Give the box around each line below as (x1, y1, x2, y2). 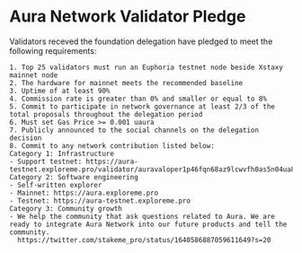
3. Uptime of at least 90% (9, 86, 111, 95)
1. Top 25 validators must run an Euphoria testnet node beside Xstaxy (9, 63, 283, 72)
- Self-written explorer (9, 180, 102, 189)
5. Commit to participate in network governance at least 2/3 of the (9, 101, 276, 111)
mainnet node (9, 70, 58, 80)
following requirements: (9, 45, 97, 56)
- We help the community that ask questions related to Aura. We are (9, 212, 276, 221)
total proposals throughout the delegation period (9, 109, 203, 118)
